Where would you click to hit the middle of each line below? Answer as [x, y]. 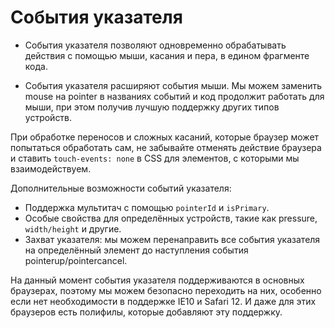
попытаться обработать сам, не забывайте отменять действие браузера [166, 147]
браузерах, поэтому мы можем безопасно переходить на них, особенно [166, 290]
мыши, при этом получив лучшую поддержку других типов [152, 107]
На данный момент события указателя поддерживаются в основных [157, 280]
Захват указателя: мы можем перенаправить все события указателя [172, 239]
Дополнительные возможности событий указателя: [121, 188]
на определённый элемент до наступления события [136, 250]
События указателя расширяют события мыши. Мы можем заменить [173, 85]
